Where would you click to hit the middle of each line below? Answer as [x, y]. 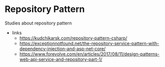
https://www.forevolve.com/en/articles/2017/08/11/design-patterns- [90, 54]
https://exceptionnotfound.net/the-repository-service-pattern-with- [89, 43]
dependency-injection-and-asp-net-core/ [62, 48]
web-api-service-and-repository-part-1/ [61, 59]
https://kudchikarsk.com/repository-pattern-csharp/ [73, 38]
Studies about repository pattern [38, 23]
